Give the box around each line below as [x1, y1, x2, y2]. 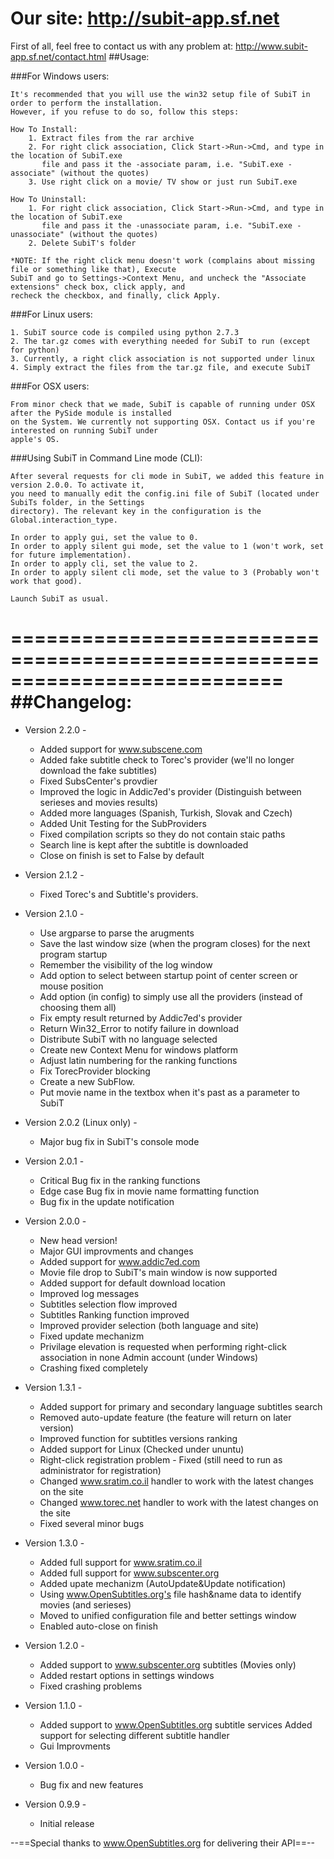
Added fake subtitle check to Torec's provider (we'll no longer [39, 753, 295, 766]
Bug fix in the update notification [39, 1195, 175, 1207]
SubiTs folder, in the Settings [10, 497, 145, 507]
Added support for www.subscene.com [39, 743, 203, 755]
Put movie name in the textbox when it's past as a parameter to [39, 1086, 300, 1098]
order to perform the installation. [10, 98, 163, 108]
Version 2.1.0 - [24, 907, 85, 919]
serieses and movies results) [39, 796, 159, 808]
